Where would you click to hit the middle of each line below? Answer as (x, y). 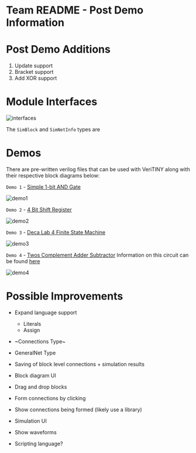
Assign (32, 330)
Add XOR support (36, 78)
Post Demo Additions (59, 50)
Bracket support (34, 72)
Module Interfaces (52, 102)
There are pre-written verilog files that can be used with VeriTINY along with (98, 169)
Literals (32, 323)
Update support (34, 66)
